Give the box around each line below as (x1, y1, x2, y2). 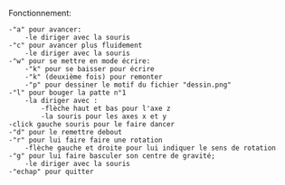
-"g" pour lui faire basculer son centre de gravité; (8, 152, 216, 161)
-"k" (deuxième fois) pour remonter (24, 72, 164, 81)
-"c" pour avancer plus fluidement (8, 41, 143, 50)
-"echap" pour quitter (8, 167, 94, 176)
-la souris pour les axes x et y (41, 112, 167, 121)
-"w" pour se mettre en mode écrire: (8, 57, 151, 66)
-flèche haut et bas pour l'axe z (41, 104, 171, 113)
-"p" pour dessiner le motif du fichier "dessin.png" (24, 80, 232, 89)
